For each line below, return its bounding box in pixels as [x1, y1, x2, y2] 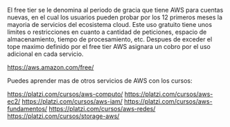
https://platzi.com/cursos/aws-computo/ [7, 90, 123, 98]
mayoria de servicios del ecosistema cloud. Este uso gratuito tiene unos [7, 21, 213, 28]
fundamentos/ [7, 105, 48, 113]
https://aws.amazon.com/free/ [7, 63, 94, 71]
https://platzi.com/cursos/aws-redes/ [48, 105, 156, 113]
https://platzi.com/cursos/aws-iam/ [21, 97, 123, 106]
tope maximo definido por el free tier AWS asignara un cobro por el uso [7, 43, 211, 50]
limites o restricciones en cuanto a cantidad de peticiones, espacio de [7, 28, 207, 36]
